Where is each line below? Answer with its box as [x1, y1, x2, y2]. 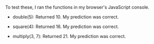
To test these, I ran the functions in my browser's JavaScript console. [5, 4, 150, 10]
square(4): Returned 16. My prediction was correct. [12, 23, 119, 29]
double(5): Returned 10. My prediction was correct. [12, 14, 119, 19]
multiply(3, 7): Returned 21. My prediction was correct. [12, 33, 126, 39]
